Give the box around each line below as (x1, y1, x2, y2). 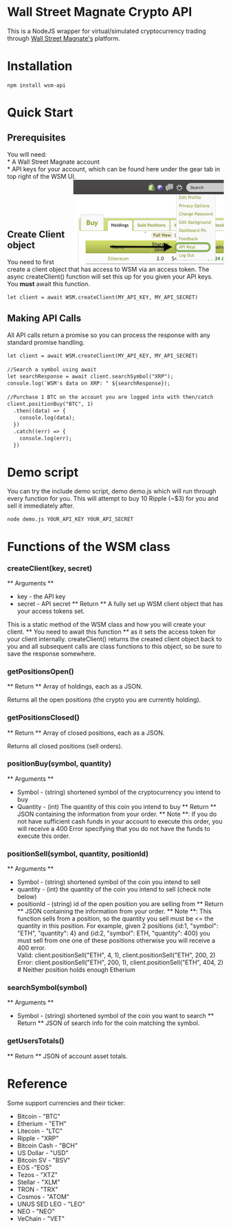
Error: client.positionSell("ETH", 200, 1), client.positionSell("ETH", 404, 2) (16, 958, 223, 967)
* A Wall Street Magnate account (7, 158, 100, 166)
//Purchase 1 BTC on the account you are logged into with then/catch (7, 394, 214, 400)
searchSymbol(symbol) (7, 983, 88, 993)
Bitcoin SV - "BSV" (16, 1156, 71, 1164)
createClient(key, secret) (7, 563, 93, 573)
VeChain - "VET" (16, 1214, 65, 1222)
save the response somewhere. (7, 649, 96, 658)
